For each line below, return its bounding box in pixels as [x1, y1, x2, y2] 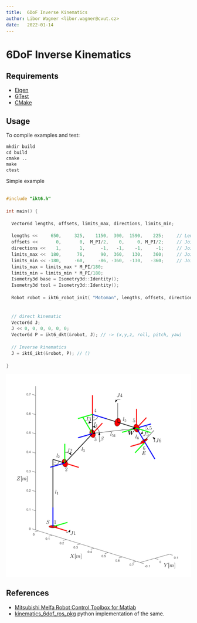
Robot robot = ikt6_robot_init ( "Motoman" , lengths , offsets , [11, 295, 167, 301]
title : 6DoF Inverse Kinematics [6, 9, 88, 15]
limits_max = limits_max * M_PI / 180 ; [11, 264, 104, 270]
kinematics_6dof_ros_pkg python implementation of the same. [14, 610, 165, 617]
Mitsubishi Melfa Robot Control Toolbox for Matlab [14, 604, 137, 611]
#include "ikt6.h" [6, 196, 51, 202]
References [6, 588, 49, 598]
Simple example [6, 178, 45, 185]
